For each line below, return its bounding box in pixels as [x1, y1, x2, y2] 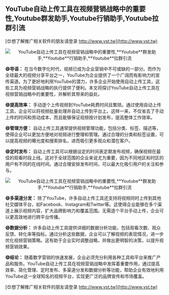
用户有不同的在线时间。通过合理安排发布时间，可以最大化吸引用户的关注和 [5, 161, 159, 167]
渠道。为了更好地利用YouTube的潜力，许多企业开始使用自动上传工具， [9, 78, 156, 84]
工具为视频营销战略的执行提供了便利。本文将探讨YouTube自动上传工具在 [9, 85, 160, 91]
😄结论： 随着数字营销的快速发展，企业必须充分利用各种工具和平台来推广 [5, 254, 157, 260]
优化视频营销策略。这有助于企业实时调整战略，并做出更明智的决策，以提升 [5, 237, 159, 243]
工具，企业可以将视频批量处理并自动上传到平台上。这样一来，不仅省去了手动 [5, 108, 164, 114]
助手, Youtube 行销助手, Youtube [54, 14, 152, 23]
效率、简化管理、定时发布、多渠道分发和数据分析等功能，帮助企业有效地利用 [5, 267, 164, 273]
